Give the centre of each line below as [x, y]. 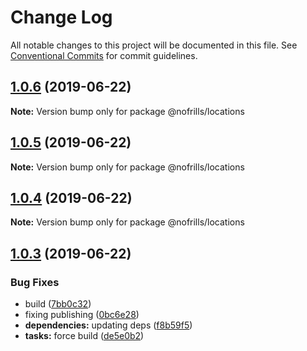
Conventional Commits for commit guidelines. [104, 55]
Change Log [61, 17]
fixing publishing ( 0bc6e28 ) [82, 315]
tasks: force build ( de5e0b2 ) [84, 336]
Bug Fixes [35, 282]
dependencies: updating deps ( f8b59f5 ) [108, 325]
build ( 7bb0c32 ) [58, 304]
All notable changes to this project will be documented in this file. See [154, 45]
